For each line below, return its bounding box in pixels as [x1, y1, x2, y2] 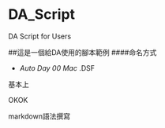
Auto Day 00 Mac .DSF [19, 63, 96, 72]
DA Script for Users [8, 31, 72, 41]
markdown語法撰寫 [8, 112, 71, 121]
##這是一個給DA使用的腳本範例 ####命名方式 [8, 47, 157, 57]
